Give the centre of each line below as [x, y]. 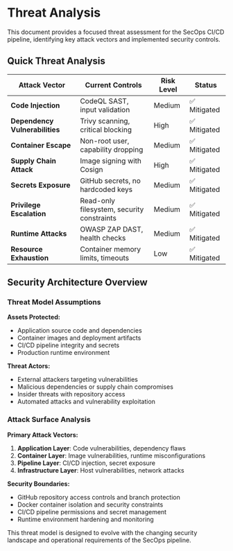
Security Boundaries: [38, 484]
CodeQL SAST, [104, 100]
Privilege [26, 204]
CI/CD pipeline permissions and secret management [92, 511]
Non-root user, [104, 141]
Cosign [91, 169]
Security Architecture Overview [77, 282]
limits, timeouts [104, 258]
